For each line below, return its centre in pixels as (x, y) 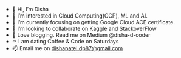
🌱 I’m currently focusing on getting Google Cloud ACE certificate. (93, 22)
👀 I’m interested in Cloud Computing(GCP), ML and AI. (80, 16)
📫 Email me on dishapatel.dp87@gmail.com (67, 48)
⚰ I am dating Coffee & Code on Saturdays (65, 41)
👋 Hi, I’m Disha (30, 9)
